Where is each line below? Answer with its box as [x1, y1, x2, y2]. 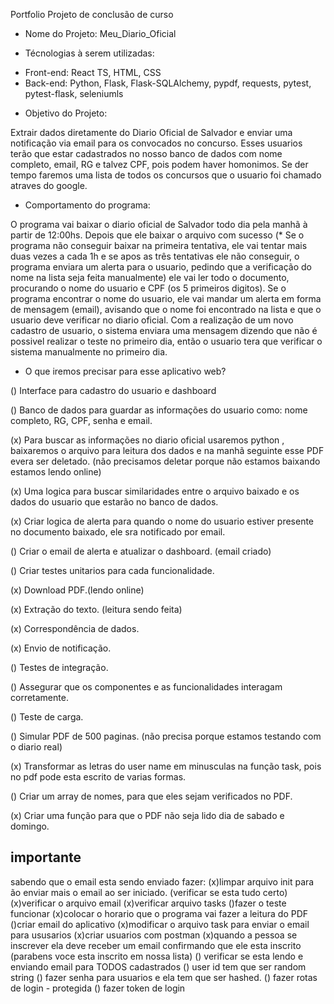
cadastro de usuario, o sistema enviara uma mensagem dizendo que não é [10, 325, 318, 336]
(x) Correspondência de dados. [10, 623, 140, 634]
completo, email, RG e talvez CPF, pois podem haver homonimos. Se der [10, 159, 309, 170]
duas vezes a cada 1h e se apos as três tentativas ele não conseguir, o [10, 250, 300, 262]
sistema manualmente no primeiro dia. [10, 346, 168, 358]
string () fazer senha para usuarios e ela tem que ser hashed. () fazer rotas [10, 971, 318, 983]
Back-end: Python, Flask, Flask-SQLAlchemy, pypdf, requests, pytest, [24, 77, 312, 89]
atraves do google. [10, 180, 88, 191]
